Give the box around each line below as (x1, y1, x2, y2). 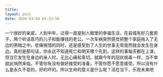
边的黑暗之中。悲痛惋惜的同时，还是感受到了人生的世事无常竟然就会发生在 (5, 42, 154, 48)
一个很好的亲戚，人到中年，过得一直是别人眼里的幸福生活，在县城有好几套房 (5, 30, 158, 36)
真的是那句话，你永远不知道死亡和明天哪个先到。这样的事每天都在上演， (13, 48, 158, 54)
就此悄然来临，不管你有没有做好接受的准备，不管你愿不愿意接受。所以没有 (5, 60, 154, 66)
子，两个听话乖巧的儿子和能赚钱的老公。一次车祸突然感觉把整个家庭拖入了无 (5, 36, 158, 42)
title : (5, 7, 18, 12)
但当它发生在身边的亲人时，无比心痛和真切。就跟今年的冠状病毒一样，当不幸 (5, 55, 158, 60)
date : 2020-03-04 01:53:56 (5, 16, 60, 21)
